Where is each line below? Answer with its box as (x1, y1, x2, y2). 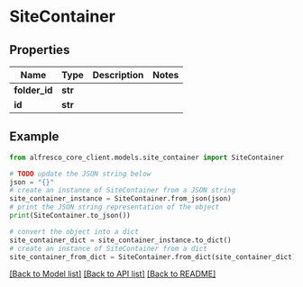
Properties (9, 42, 70, 58)
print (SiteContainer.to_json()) (9, 211, 131, 220)
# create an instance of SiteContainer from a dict (9, 244, 207, 253)
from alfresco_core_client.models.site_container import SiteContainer (9, 153, 284, 162)
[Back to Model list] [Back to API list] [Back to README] (9, 268, 216, 280)
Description (92, 69, 144, 81)
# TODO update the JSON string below (9, 169, 151, 178)
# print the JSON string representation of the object (9, 202, 220, 212)
